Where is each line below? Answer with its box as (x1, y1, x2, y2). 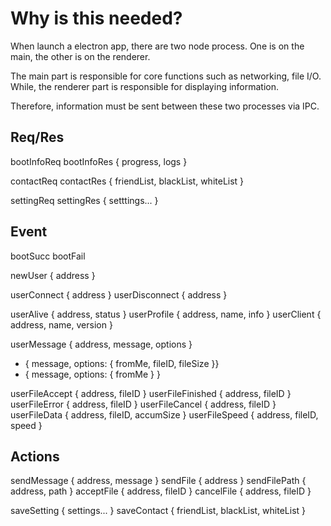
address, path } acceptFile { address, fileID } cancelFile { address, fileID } (10, 485, 312, 497)
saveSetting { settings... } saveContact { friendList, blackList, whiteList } (10, 505, 307, 517)
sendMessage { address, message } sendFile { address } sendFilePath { (10, 475, 307, 487)
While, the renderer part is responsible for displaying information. (10, 80, 280, 92)
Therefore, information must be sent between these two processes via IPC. (10, 100, 320, 112)
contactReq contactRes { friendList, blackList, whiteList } (10, 175, 245, 187)
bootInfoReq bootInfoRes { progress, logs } (10, 155, 188, 167)
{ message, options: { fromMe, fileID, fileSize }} (24, 357, 220, 369)
